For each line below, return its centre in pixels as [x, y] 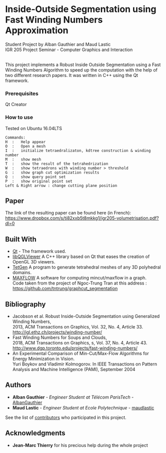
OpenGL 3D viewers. [34, 262]
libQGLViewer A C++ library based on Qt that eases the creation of [81, 256]
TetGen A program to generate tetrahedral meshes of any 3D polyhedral [86, 267]
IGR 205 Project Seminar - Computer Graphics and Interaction [69, 49]
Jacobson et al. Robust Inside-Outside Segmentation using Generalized [86, 316]
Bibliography [25, 304]
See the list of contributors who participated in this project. [66, 417]
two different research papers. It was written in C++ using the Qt [72, 75]
